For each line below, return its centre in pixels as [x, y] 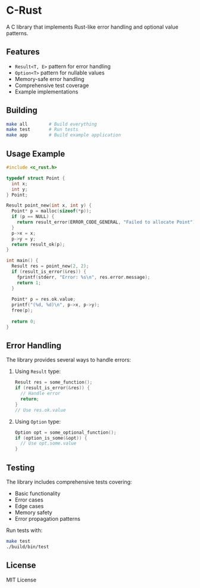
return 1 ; [29, 283]
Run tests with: [24, 530]
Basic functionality [37, 493]
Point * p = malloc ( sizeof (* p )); [52, 211]
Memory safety [33, 512]
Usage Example [36, 153]
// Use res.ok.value [40, 410]
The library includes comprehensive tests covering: [69, 482]
